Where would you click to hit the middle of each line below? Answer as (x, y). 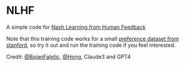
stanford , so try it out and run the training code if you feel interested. (91, 45)
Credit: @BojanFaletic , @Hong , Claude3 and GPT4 (68, 56)
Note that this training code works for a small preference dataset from (92, 38)
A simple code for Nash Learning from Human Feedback (76, 27)
